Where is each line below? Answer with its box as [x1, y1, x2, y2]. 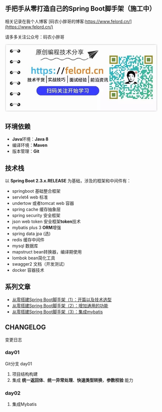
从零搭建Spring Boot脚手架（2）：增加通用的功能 [12, 303, 109, 308]
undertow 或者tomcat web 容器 [12, 200, 74, 206]
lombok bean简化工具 [12, 255, 56, 261]
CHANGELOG [5, 323, 46, 332]
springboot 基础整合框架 [12, 188, 61, 194]
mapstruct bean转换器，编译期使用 [12, 249, 82, 254]
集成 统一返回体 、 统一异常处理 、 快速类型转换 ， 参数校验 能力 [12, 377, 133, 383]
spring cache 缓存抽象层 [12, 206, 61, 212]
